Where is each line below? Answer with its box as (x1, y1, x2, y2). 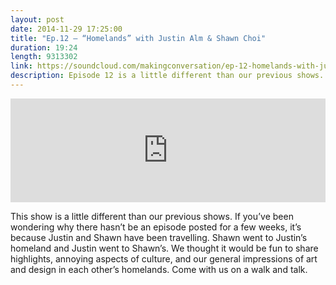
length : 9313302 (10, 52, 78, 62)
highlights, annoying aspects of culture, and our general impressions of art (10, 252, 318, 265)
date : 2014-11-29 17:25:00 (10, 24, 123, 34)
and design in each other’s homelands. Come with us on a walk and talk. (10, 263, 308, 275)
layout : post (10, 14, 65, 25)
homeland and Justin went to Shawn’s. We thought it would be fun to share (10, 242, 319, 254)
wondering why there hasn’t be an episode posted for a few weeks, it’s (10, 221, 302, 233)
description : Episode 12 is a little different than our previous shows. (10, 71, 325, 81)
